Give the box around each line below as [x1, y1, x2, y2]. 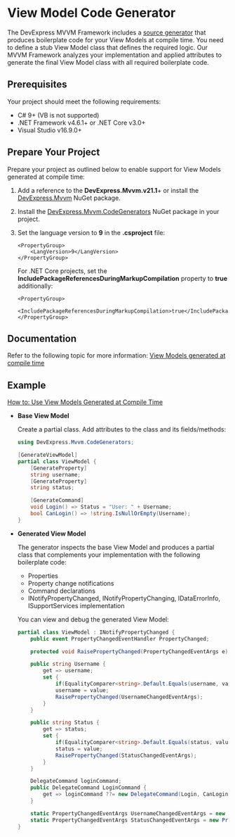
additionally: [17, 282, 53, 290]
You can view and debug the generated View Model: [17, 615, 170, 624]
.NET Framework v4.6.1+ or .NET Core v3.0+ [17, 118, 146, 127]
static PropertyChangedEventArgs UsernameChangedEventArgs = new [30, 810, 226, 817]
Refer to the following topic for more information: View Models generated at [7, 351, 226, 360]
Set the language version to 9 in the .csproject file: [17, 228, 166, 237]
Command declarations [27, 586, 96, 595]
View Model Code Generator [7, 5, 176, 21]
